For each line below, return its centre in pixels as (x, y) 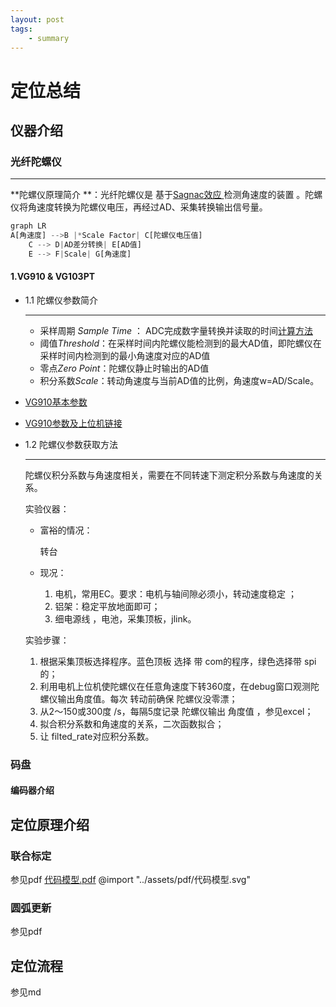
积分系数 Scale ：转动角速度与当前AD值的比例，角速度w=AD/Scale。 (179, 380)
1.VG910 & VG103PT (53, 277)
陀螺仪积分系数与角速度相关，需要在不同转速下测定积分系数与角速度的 (169, 475)
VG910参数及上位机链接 (73, 423)
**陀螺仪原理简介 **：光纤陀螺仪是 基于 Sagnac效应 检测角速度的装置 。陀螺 (166, 195)
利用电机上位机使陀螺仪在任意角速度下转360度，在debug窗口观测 (175, 686)
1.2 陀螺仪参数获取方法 (71, 444)
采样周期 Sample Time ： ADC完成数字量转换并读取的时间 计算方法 (176, 330)
